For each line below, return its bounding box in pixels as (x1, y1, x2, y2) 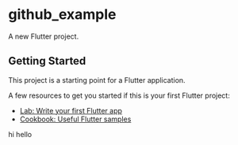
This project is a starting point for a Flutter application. (8, 75, 186, 84)
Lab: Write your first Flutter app (19, 106, 123, 115)
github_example (8, 6, 117, 24)
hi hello (8, 129, 33, 139)
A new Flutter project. (8, 32, 79, 41)
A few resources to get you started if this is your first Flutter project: (8, 91, 230, 100)
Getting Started (8, 54, 86, 68)
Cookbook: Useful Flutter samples (19, 114, 132, 124)
